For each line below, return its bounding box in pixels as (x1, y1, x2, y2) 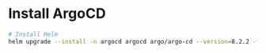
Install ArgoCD (8, 5, 106, 23)
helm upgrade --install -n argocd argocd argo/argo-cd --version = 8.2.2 (8, 37, 249, 45)
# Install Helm (8, 30, 59, 38)
